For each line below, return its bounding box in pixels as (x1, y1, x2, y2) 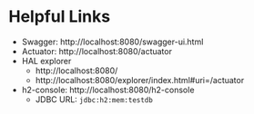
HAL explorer (21, 55, 72, 66)
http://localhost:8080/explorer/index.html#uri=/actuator (35, 74, 245, 85)
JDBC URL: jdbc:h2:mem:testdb (35, 93, 154, 105)
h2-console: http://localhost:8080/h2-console (21, 84, 195, 95)
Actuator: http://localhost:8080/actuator (21, 45, 172, 56)
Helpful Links (8, 6, 111, 27)
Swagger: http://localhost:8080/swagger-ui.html (21, 36, 204, 47)
